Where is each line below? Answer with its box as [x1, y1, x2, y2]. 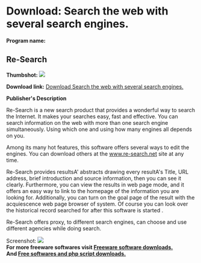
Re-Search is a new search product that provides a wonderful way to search [6, 106, 196, 113]
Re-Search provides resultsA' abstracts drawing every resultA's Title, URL [6, 168, 189, 176]
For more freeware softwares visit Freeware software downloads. [6, 243, 173, 251]
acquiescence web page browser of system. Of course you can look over [6, 200, 188, 208]
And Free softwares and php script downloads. [6, 250, 126, 257]
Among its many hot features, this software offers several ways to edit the [6, 144, 190, 151]
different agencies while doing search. [6, 224, 101, 232]
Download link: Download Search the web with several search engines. [6, 83, 184, 90]
